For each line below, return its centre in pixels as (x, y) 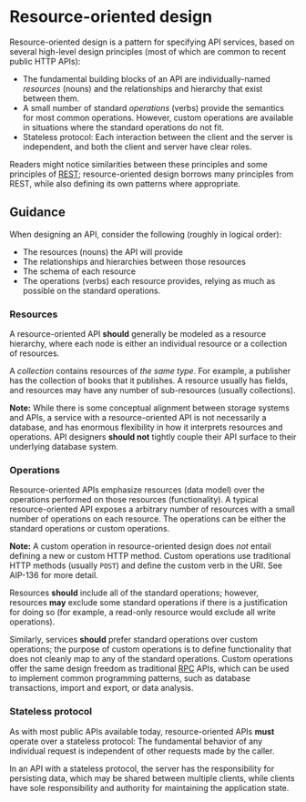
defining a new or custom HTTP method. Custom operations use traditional (150, 556)
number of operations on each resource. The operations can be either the (148, 519)
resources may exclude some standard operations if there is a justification (149, 603)
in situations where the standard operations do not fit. (123, 127)
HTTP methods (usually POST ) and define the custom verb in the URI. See (146, 565)
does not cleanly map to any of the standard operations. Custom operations (151, 659)
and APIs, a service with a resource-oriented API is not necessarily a (138, 418)
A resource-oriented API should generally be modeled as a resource (138, 334)
